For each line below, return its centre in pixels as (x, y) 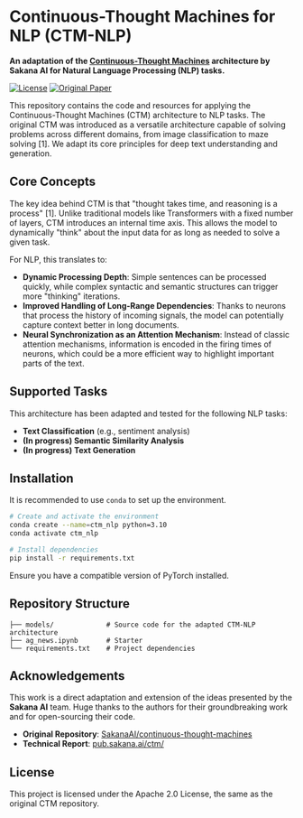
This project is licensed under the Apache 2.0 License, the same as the (141, 794)
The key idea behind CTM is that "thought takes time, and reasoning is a (143, 203)
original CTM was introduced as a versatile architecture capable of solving (147, 125)
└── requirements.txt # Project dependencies (102, 648)
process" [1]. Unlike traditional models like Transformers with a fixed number (151, 213)
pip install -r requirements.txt (72, 558)
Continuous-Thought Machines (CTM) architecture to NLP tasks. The (138, 115)
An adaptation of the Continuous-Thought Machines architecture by (140, 60)
